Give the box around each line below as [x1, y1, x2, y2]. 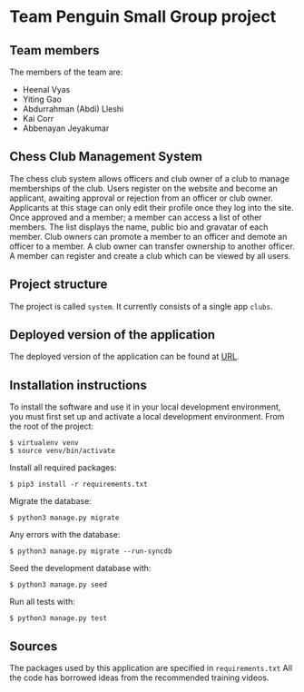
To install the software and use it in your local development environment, [9, 401, 281, 412]
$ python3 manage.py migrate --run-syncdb [9, 547, 172, 556]
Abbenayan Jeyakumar [22, 123, 110, 133]
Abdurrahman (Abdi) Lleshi [22, 104, 124, 114]
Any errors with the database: [9, 529, 121, 540]
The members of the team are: [9, 66, 123, 77]
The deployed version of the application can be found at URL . [9, 351, 240, 362]
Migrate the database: [9, 496, 93, 507]
